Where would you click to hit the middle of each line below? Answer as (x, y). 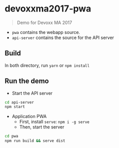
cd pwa (11, 136)
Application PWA (29, 116)
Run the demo (27, 81)
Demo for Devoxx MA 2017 (44, 22)
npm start (15, 107)
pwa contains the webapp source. (46, 32)
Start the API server (32, 93)
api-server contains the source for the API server (63, 37)
